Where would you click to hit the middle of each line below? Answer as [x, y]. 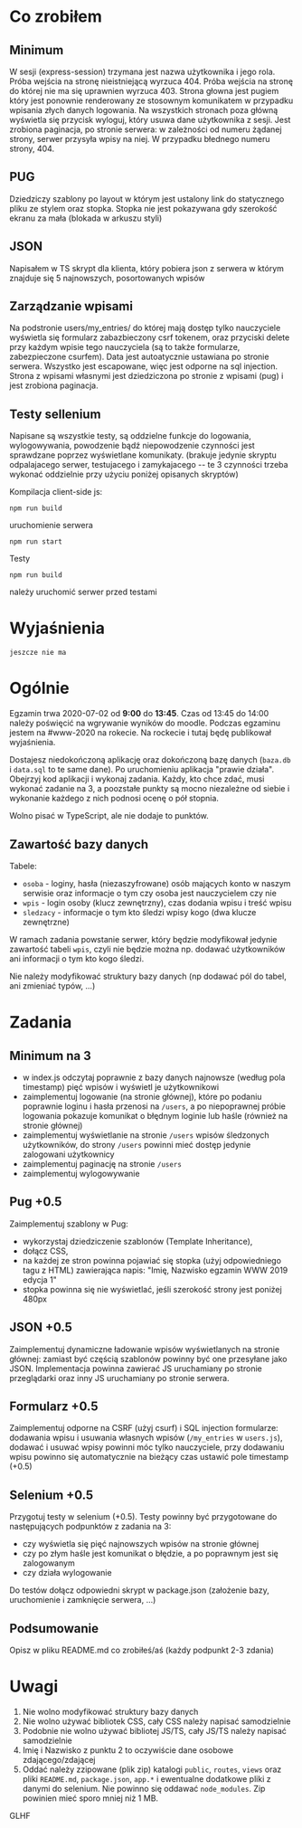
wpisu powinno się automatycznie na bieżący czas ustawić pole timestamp [149, 1457]
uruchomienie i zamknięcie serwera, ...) [83, 1600]
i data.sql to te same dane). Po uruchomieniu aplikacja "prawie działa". [142, 770]
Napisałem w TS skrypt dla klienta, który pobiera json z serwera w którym [147, 268]
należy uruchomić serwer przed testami [83, 592]
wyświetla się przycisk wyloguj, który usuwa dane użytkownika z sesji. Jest [150, 120]
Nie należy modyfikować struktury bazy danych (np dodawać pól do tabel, [148, 976]
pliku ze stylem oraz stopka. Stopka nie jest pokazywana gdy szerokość [143, 208]
